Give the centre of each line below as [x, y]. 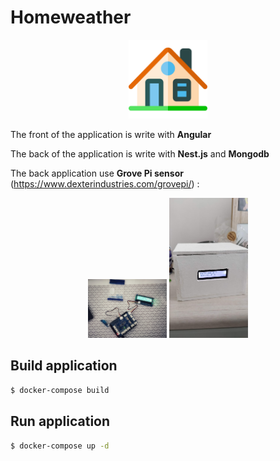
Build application [64, 366]
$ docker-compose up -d [60, 446]
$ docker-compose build [60, 390]
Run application [60, 421]
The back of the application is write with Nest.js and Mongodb [140, 153]
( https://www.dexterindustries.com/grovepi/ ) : [105, 183]
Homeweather [71, 17]
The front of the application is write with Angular [111, 134]
